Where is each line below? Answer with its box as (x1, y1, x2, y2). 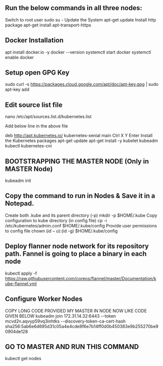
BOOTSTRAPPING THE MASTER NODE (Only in (5, 157, 149, 165)
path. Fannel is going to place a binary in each (5, 250, 147, 258)
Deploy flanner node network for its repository (5, 242, 149, 250)
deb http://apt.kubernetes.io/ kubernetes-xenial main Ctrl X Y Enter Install (5, 133, 153, 139)
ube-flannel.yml (5, 281, 37, 286)
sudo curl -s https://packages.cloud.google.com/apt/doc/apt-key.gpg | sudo (5, 81, 159, 87)
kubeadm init (5, 178, 32, 183)
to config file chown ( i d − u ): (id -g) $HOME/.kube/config (5, 228, 118, 234)
